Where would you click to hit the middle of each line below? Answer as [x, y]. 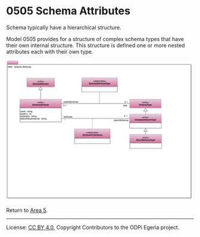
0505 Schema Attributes [68, 11]
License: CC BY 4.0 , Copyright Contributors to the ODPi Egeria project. [93, 227]
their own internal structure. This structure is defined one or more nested [96, 45]
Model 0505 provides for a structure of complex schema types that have [95, 39]
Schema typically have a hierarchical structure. [64, 27]
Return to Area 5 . [27, 210]
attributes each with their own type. [50, 51]
